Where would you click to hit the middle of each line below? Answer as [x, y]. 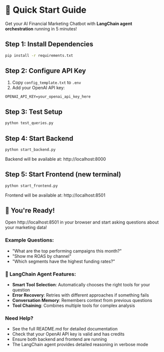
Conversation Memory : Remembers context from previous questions [82, 300]
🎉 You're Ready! [30, 210]
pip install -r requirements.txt [39, 55]
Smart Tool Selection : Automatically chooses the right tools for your [81, 284]
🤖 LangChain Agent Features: [41, 274]
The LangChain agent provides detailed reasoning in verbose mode [80, 345]
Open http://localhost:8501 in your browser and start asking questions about [82, 222]
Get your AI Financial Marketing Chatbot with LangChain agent [69, 24]
